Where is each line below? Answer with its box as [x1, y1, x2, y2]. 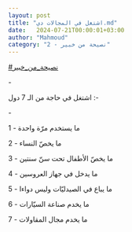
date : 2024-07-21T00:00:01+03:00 [8, 26, 125, 34]
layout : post [8, 11, 51, 20]
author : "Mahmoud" [8, 33, 68, 42]
